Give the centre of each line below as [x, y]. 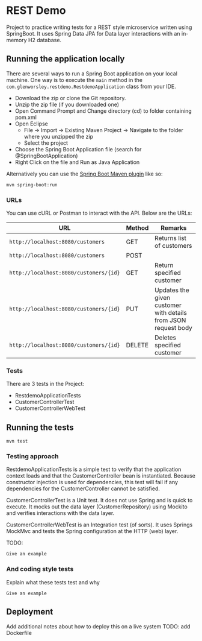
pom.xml [26, 117]
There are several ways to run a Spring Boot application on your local [92, 74]
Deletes [165, 338]
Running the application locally [66, 59]
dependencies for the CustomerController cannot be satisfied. [83, 488]
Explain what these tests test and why [53, 582]
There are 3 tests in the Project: [45, 384]
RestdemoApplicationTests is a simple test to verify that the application [94, 469]
